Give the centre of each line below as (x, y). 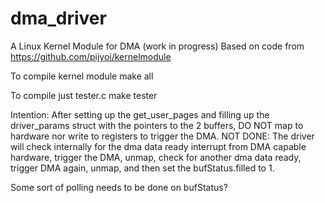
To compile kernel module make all (82, 76)
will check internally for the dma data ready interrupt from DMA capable (158, 146)
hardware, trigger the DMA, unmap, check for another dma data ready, (156, 157)
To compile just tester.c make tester (84, 95)
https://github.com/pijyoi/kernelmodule (91, 56)
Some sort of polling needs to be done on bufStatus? (119, 187)
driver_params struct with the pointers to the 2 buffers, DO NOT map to (157, 125)
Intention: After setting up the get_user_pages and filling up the (140, 114)
